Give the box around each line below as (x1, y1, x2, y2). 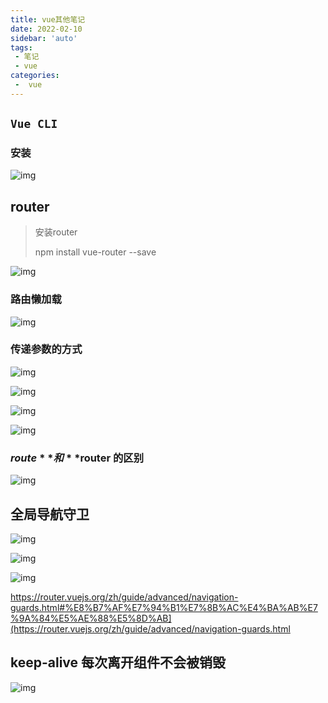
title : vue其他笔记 (10, 14, 86, 25)
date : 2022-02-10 (10, 24, 83, 34)
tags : (10, 42, 33, 53)
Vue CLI (10, 117, 58, 131)
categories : (10, 71, 60, 81)
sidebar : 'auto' (10, 33, 78, 43)
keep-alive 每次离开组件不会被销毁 (10, 654, 227, 671)
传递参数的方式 (10, 342, 83, 356)
